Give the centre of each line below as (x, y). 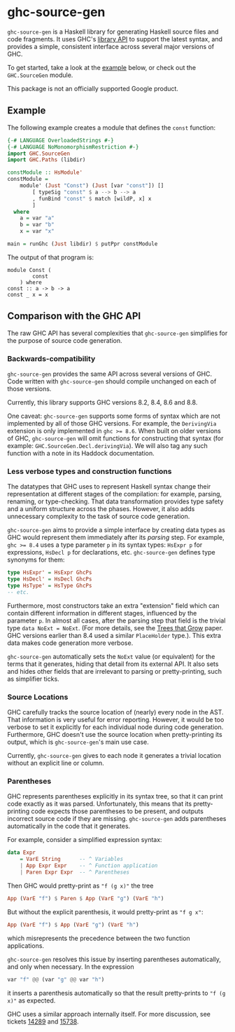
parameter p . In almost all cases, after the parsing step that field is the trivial (116, 620)
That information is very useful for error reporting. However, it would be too (116, 720)
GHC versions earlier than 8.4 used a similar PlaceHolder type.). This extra (114, 635)
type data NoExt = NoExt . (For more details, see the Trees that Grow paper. (115, 627)
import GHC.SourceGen (39, 154)
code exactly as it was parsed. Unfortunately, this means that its (100, 804)
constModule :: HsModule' (45, 172)
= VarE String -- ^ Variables (72, 860)
